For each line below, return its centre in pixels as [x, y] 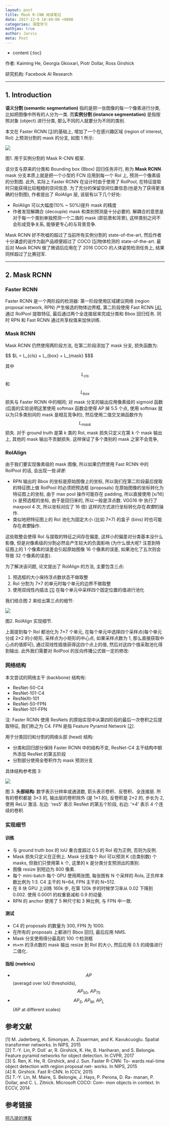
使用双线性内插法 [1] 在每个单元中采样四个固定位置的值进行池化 [78, 590]
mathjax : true [20, 29]
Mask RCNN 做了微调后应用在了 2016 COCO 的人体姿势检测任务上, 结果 [90, 247]
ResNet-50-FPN [29, 703]
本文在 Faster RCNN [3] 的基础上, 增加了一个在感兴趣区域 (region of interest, [84, 131]
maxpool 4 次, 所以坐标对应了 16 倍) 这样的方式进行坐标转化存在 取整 [84, 507]
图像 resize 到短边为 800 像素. [44, 869]
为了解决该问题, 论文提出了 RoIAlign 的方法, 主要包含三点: [65, 566]
